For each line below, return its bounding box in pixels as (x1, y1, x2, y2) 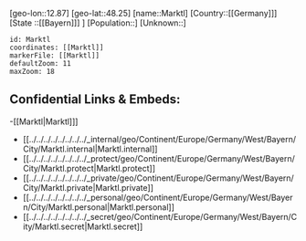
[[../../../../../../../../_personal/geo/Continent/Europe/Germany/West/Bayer (22, 192, 294, 203)
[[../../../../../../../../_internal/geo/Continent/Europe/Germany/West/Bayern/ (22, 133, 297, 144)
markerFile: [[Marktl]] (9, 51, 100, 60)
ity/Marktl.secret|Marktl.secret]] (22, 221, 143, 232)
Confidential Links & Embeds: (9, 91, 181, 108)
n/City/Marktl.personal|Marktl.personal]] (22, 201, 175, 213)
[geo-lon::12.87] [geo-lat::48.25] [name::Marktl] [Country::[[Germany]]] (9, 8, 278, 18)
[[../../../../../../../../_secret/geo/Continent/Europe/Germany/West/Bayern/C (22, 211, 298, 222)
